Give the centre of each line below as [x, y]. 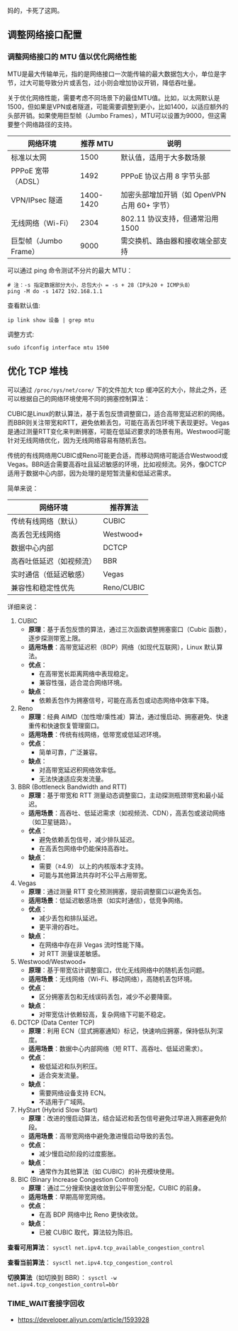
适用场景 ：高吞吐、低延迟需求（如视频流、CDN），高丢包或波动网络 [126, 813]
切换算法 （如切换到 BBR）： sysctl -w [62, 1277]
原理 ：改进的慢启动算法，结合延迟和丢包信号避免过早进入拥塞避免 [124, 1118]
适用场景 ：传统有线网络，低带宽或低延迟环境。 [96, 734]
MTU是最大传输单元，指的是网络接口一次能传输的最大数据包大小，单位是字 [117, 74]
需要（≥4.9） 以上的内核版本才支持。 [93, 866]
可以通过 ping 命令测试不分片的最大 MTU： [70, 270]
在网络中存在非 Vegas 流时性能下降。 [93, 944]
